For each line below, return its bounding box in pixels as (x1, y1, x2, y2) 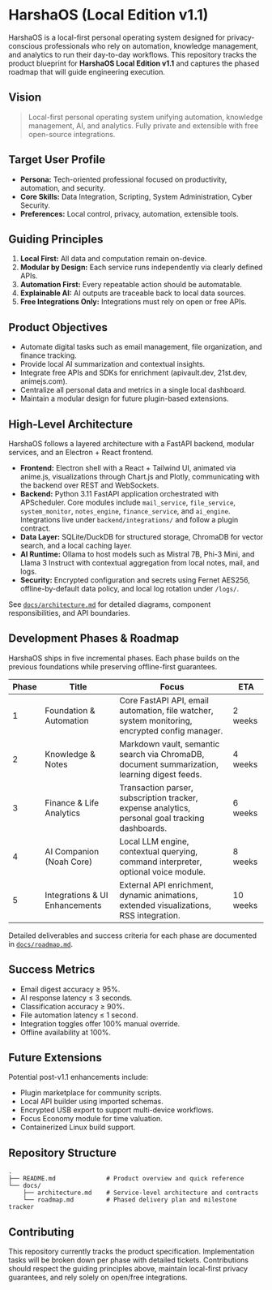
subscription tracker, (119, 792, 198, 803)
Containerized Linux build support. (19, 1122, 136, 1133)
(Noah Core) (45, 856, 93, 867)
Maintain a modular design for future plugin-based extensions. (19, 393, 229, 403)
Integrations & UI (45, 889, 108, 901)
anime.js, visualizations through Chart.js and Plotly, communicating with (19, 472, 261, 481)
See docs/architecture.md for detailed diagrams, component (8, 600, 211, 609)
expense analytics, (119, 802, 191, 813)
